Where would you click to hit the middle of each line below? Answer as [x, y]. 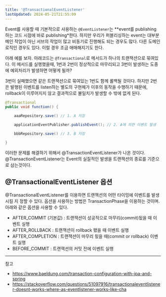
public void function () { [32, 107]
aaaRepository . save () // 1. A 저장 [50, 116]
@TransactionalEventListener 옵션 [59, 182]
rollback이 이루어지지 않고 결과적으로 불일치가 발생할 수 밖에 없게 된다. [73, 93]
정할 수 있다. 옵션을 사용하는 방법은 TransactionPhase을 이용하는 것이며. [90, 201]
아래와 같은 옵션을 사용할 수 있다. [37, 207]
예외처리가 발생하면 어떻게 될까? [41, 70]
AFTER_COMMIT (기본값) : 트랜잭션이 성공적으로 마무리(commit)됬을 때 [82, 218]
